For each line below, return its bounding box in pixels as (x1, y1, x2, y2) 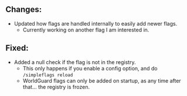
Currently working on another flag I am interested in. (22, 26, 149, 33)
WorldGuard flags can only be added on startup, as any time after (22, 77, 181, 84)
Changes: (5, 5, 42, 15)
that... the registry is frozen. (22, 83, 90, 90)
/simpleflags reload (22, 72, 73, 78)
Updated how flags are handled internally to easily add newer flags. (13, 20, 178, 27)
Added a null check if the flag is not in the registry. (13, 58, 136, 66)
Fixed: (5, 43, 29, 53)
